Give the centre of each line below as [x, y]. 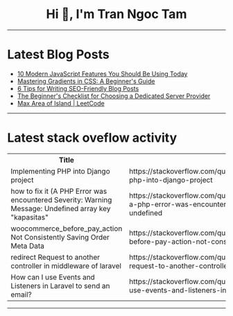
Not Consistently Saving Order [60, 237]
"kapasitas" [29, 217]
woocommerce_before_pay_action [67, 228]
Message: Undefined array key [61, 208]
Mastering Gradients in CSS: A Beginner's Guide [86, 81]
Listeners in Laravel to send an [60, 285]
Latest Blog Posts [58, 55]
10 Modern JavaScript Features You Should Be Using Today [102, 74]
